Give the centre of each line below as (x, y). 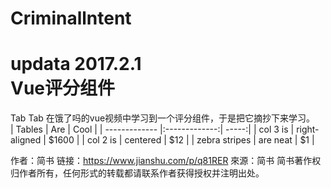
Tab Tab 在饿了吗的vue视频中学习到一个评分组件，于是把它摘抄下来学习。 (163, 118)
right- (308, 129)
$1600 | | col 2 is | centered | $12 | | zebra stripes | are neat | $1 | (181, 140)
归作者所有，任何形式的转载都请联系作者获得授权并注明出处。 (137, 173)
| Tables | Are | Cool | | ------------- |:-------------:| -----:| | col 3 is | (152, 129)
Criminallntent (71, 18)
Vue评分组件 (63, 88)
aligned (26, 140)
